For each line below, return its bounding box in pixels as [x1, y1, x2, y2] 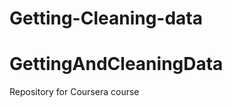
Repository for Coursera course [9, 86, 140, 98]
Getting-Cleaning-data [9, 7, 204, 30]
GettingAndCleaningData [9, 53, 224, 76]
